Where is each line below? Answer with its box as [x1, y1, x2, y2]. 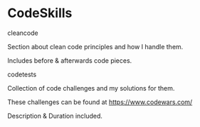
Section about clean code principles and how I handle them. [7, 42, 184, 51]
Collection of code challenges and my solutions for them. [7, 83, 175, 92]
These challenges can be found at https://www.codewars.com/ [7, 98, 193, 106]
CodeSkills [7, 5, 73, 21]
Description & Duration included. [7, 111, 103, 120]
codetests [7, 70, 37, 78]
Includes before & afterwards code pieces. [7, 56, 132, 65]
